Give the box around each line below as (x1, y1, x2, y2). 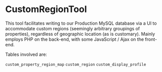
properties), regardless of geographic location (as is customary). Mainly (5, 31, 155, 37)
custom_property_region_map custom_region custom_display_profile (5, 62, 146, 67)
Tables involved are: (5, 51, 47, 57)
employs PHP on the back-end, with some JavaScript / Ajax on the (5, 36, 144, 42)
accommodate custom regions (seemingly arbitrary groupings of (5, 25, 140, 31)
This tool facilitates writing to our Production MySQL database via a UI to (5, 20, 157, 26)
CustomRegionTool (5, 4, 87, 15)
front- (145, 36, 157, 42)
